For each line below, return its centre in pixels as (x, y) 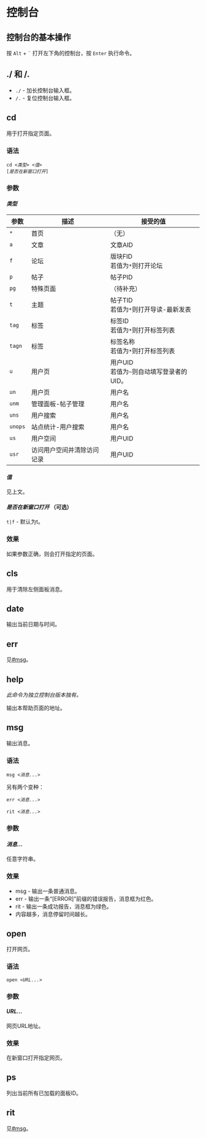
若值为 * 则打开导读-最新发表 (151, 310)
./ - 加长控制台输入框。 (45, 90)
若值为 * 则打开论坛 (136, 266)
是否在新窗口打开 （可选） (39, 507)
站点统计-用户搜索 (58, 427)
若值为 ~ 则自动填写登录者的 (149, 372)
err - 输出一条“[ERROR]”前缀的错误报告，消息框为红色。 (86, 898)
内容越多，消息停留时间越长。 (53, 914)
